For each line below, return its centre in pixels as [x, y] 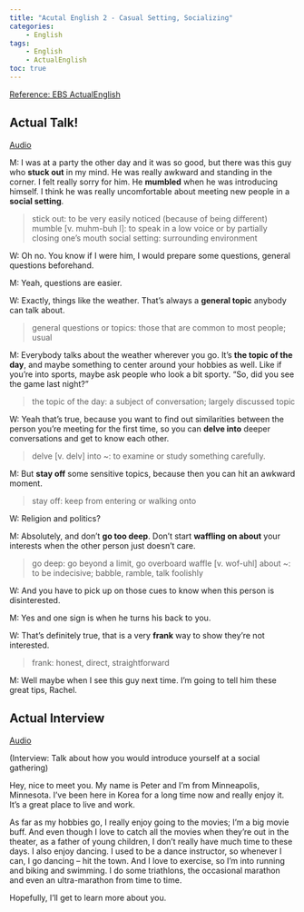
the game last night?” [49, 383]
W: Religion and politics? [55, 518]
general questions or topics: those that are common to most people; [158, 327]
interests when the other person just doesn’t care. [103, 545]
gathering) [29, 768]
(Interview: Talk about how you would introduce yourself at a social [135, 758]
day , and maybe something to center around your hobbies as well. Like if [146, 364]
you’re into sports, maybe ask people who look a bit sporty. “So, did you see [152, 374]
